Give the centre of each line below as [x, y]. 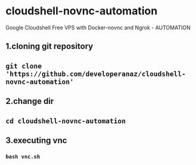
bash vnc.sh [23, 156]
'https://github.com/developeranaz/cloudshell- [96, 74]
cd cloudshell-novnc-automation [66, 121]
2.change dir [30, 101]
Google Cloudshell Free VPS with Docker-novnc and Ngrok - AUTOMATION [98, 27]
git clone [24, 66]
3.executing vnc [36, 140]
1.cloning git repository [49, 46]
